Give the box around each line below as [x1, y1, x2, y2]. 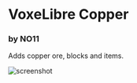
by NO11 [8, 34, 39, 45]
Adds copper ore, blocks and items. [8, 51, 124, 60]
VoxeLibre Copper [8, 5, 129, 23]
